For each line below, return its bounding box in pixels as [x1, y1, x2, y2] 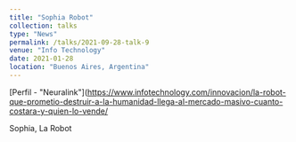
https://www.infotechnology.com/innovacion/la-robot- [87, 86, 287, 98]
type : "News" [9, 29, 58, 38]
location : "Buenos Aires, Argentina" [9, 63, 150, 72]
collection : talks [9, 21, 78, 30]
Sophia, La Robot [9, 122, 72, 133]
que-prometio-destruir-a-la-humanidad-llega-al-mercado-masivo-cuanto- [9, 96, 284, 106]
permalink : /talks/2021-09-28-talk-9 [9, 37, 150, 47]
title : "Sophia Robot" [9, 12, 94, 22]
